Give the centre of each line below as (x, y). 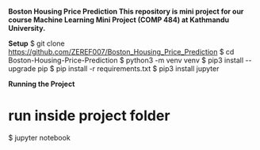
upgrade (22, 69)
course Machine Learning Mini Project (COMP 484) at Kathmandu (119, 20)
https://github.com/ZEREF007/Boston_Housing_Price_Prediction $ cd (121, 52)
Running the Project (42, 84)
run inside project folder (89, 116)
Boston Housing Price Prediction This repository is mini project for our (126, 11)
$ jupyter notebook (40, 137)
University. (27, 28)
